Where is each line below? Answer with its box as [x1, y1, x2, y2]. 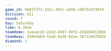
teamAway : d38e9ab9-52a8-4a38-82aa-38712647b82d [5, 34, 106, 39]
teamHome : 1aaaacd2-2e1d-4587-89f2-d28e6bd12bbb [5, 30, 106, 34]
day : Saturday [5, 20, 34, 26]
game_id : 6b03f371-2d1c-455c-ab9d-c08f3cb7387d [5, 7, 104, 12]
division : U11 [5, 12, 34, 17]
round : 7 [5, 16, 23, 21]
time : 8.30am [5, 25, 32, 30]
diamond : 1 [5, 39, 27, 44]
